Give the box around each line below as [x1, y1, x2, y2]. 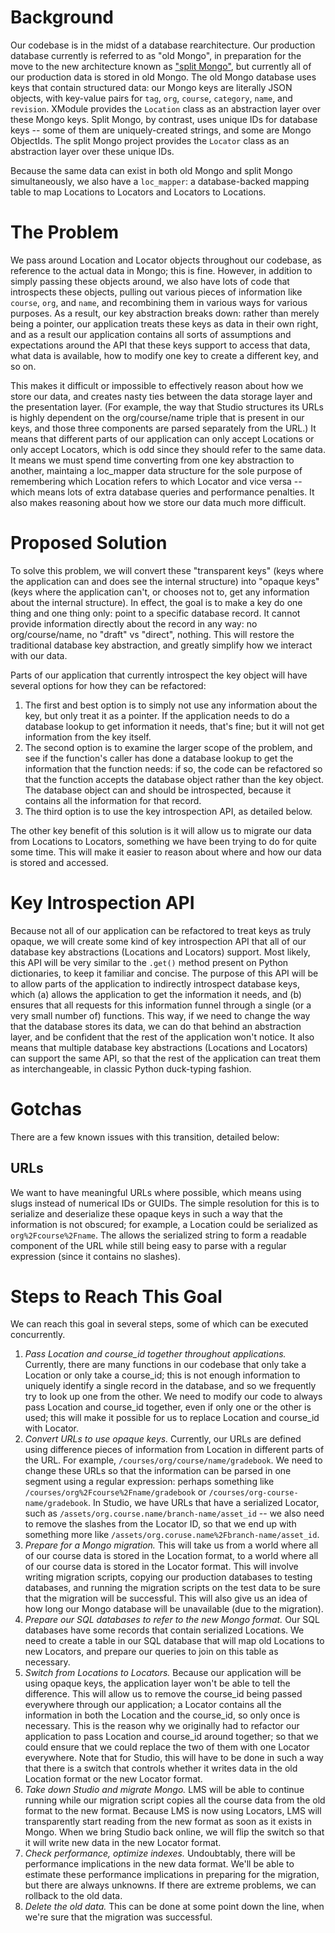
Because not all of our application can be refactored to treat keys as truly [10, 924, 312, 936]
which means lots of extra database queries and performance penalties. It [10, 486, 315, 498]
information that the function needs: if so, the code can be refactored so [24, 762, 323, 775]
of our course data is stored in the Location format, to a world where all [24, 1550, 319, 1562]
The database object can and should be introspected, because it [24, 784, 292, 796]
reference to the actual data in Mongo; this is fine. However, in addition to [10, 264, 313, 276]
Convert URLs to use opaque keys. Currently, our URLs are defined [24, 1433, 302, 1445]
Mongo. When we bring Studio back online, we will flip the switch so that [24, 1826, 325, 1838]
